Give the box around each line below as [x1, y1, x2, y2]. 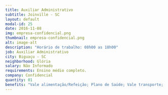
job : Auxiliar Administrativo [5, 49, 69, 54]
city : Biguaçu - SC [5, 54, 46, 59]
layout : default [5, 17, 39, 22]
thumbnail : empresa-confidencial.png [5, 36, 85, 41]
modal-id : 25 [5, 21, 33, 27]
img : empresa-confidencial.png [5, 31, 71, 36]
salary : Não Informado [5, 63, 53, 68]
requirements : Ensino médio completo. [5, 68, 87, 73]
